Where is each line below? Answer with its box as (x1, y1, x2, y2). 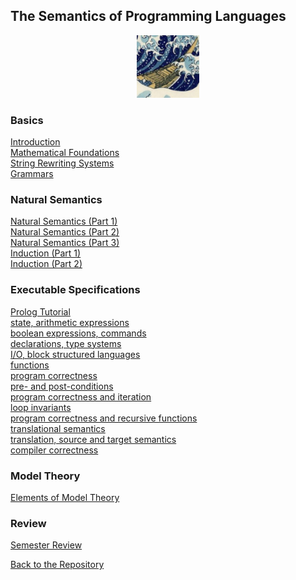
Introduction (10, 136, 61, 148)
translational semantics (10, 422, 106, 434)
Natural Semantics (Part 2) (10, 226, 120, 238)
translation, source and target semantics (10, 433, 177, 445)
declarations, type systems (10, 337, 122, 349)
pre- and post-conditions (10, 380, 114, 392)
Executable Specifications (10, 283, 141, 297)
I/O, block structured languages (10, 348, 141, 360)
